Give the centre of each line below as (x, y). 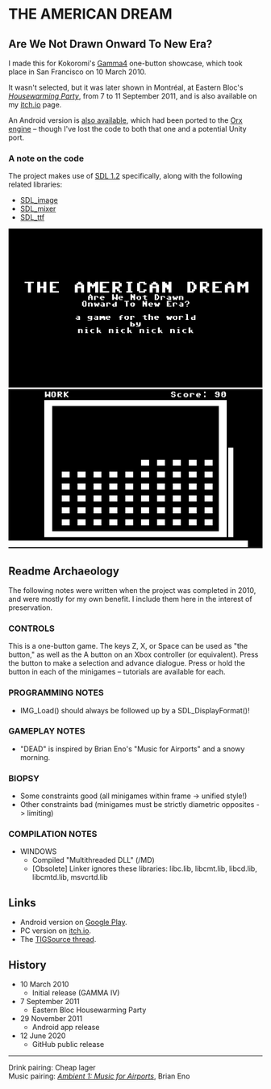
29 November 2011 (51, 1019)
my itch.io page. (35, 105)
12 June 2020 (43, 1036)
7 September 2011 (50, 1002)
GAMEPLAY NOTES (47, 731)
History (27, 965)
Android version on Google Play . (73, 923)
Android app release (66, 1028)
